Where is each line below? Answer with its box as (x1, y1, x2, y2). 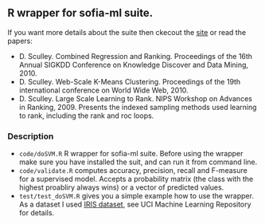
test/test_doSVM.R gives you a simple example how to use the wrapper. (18, 191, 254, 201)
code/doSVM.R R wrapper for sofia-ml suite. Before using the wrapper (18, 149, 244, 159)
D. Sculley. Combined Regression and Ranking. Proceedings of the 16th (18, 51, 252, 61)
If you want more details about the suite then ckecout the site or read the (7, 27, 247, 37)
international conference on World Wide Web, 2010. (18, 85, 189, 95)
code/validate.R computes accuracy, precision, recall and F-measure (18, 166, 247, 175)
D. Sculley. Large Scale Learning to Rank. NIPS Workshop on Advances (18, 93, 252, 103)
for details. (18, 208, 55, 218)
